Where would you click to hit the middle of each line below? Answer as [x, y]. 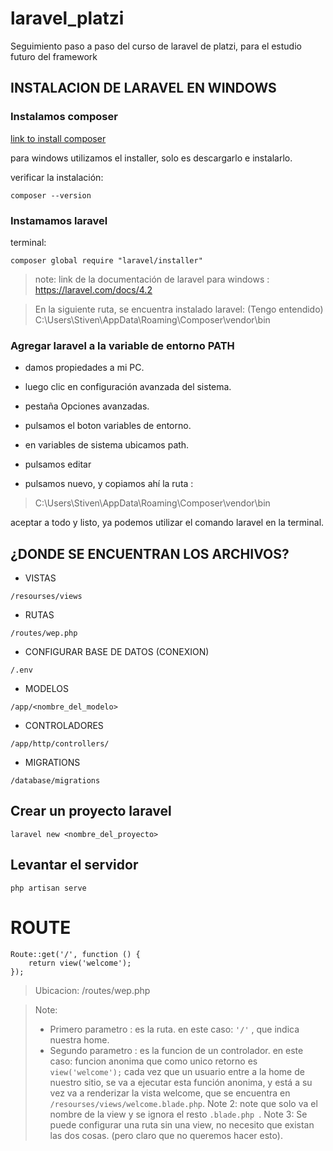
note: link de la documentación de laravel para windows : [152, 279]
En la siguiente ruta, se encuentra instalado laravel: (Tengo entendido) [179, 309]
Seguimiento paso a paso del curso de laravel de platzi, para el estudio [156, 46]
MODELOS [46, 689]
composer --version [51, 195]
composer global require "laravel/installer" [106, 260]
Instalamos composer [64, 117]
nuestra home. [79, 1039]
